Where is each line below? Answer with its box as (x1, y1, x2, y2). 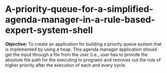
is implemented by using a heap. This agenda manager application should (5, 46, 157, 52)
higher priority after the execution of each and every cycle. (5, 62, 126, 68)
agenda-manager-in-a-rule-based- (5, 14, 155, 25)
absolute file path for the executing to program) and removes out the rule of (5, 57, 161, 63)
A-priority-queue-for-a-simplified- (5, 3, 153, 15)
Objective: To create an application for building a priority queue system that (5, 41, 162, 47)
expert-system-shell (5, 25, 93, 36)
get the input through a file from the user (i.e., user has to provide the (5, 51, 148, 58)
